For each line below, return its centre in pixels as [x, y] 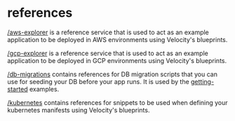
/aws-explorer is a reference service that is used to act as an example [108, 32]
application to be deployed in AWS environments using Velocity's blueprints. [117, 39]
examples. [44, 89]
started [18, 89]
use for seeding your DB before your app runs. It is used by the [98, 81]
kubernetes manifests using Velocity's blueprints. [79, 110]
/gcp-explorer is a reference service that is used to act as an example [108, 53]
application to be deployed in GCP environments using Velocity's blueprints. [117, 60]
